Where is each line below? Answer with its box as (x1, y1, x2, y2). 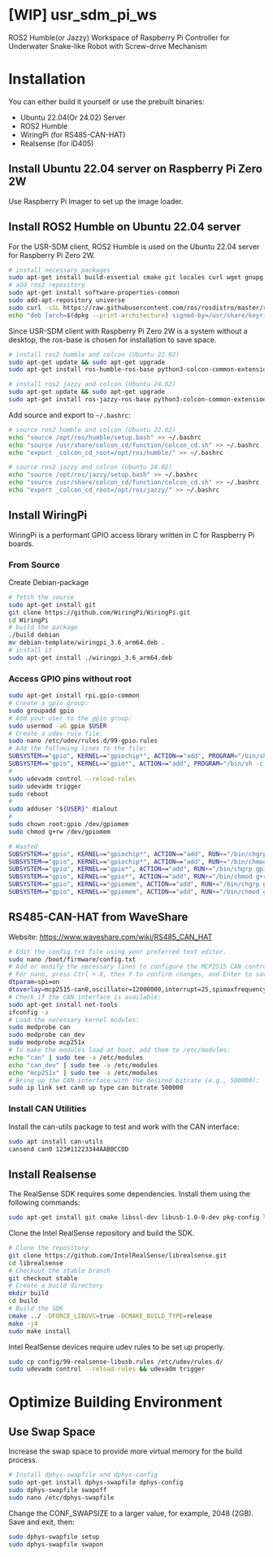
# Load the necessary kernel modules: (8, 1016, 140, 1024)
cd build (8, 1297, 38, 1306)
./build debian (8, 631, 60, 640)
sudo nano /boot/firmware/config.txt (8, 955, 136, 964)
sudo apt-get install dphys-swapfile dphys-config (8, 1479, 184, 1487)
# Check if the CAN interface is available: (8, 993, 162, 1001)
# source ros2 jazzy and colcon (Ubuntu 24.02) (8, 463, 173, 471)
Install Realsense (8, 1167, 97, 1181)
